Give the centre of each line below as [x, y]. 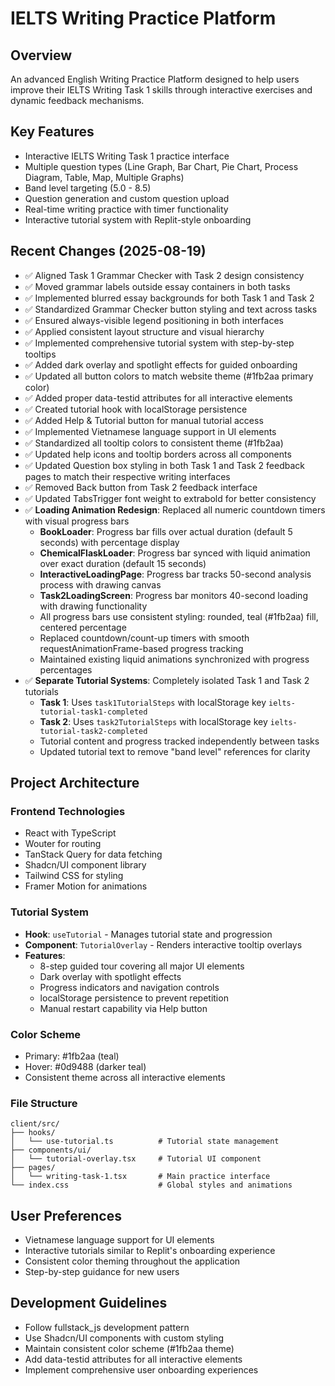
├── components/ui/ [51, 1150]
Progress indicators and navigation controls [129, 987]
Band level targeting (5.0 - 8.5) [88, 188]
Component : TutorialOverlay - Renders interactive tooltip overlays [163, 944]
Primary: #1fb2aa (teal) [72, 1056]
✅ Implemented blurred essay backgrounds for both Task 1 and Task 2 [169, 298]
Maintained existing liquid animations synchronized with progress [174, 659]
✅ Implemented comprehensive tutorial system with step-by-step [159, 343]
